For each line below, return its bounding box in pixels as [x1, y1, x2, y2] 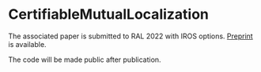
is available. [8, 39, 47, 49]
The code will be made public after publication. [8, 55, 161, 64]
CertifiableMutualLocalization [8, 5, 210, 23]
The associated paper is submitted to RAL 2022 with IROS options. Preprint [8, 31, 253, 41]
